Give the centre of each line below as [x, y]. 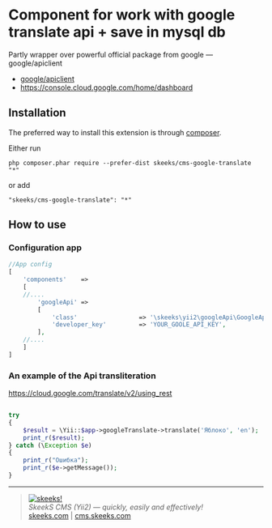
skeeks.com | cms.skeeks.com [79, 515]
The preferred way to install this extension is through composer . [115, 132]
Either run [25, 148]
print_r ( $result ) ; [54, 438]
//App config [30, 265]
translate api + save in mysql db [117, 32]
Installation [37, 113]
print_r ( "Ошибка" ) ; [56, 460]
